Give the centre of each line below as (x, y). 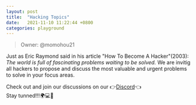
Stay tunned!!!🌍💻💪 (30, 96)
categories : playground (35, 28)
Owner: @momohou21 (47, 45)
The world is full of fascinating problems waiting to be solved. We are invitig (98, 63)
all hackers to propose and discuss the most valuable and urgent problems (97, 69)
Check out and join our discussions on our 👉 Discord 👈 (74, 87)
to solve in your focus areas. (41, 75)
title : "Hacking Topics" (38, 17)
